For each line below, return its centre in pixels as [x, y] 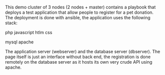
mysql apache [19, 42]
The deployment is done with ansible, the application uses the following [78, 18]
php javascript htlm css [29, 32]
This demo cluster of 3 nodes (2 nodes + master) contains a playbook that [81, 7]
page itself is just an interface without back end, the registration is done [78, 57]
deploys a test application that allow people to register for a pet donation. [79, 12]
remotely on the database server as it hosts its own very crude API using [79, 62]
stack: [11, 23]
